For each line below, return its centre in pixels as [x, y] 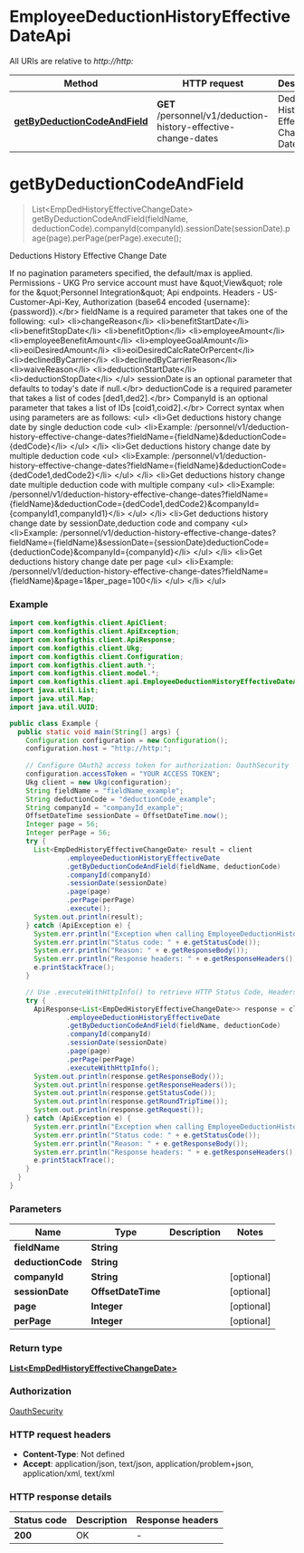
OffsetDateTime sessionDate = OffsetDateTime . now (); [127, 816]
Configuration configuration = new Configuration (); [127, 740]
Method [81, 83]
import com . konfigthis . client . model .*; [85, 673]
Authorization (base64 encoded [142, 301]
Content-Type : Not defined [73, 1454]
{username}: [227, 301]
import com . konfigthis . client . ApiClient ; [89, 623]
